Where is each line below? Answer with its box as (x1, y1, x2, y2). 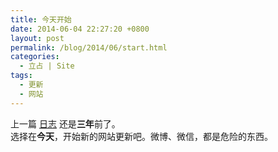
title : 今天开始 (10, 14, 72, 25)
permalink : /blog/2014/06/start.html (10, 42, 168, 53)
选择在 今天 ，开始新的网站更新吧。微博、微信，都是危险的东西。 (10, 130, 273, 142)
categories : (10, 52, 60, 62)
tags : (10, 71, 33, 81)
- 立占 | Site (19, 61, 75, 71)
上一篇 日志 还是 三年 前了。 (10, 117, 121, 130)
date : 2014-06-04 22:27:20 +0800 (10, 24, 150, 34)
